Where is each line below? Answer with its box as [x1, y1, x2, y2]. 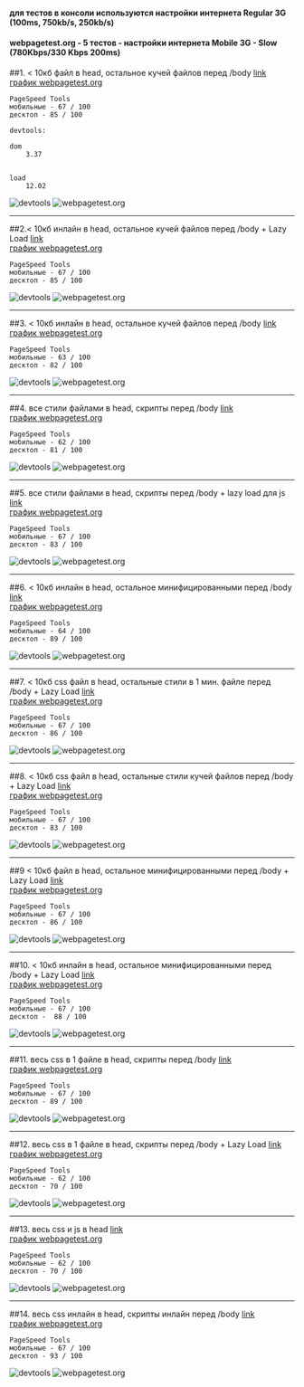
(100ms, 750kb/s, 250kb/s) [9, 16, 115, 27]
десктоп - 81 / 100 [9, 445, 83, 454]
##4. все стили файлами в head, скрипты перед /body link [9, 403, 233, 413]
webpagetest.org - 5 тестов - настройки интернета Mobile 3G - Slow [9, 37, 278, 49]
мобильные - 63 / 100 [9, 353, 91, 362]
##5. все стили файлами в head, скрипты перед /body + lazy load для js [9, 487, 286, 498]
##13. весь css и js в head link [9, 1223, 124, 1234]
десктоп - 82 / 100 [9, 360, 83, 370]
